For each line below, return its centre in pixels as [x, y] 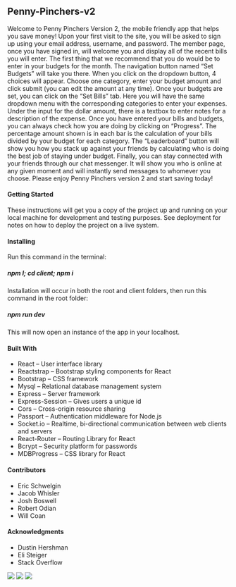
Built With [22, 348]
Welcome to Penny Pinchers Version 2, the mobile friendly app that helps [113, 28]
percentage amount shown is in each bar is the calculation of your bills [110, 133]
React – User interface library [60, 364]
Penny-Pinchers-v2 [51, 12]
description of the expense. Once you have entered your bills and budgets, [116, 118]
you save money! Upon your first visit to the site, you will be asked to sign [114, 36]
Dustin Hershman [43, 547]
